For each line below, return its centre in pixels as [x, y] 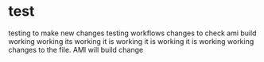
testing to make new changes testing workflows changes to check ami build [132, 33]
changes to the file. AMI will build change [76, 49]
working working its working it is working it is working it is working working [131, 41]
